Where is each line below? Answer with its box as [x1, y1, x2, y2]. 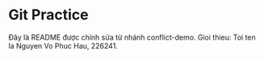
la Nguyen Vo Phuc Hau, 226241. [8, 40, 119, 50]
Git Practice [8, 6, 89, 24]
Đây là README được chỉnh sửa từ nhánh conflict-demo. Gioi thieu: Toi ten [8, 32, 256, 42]
